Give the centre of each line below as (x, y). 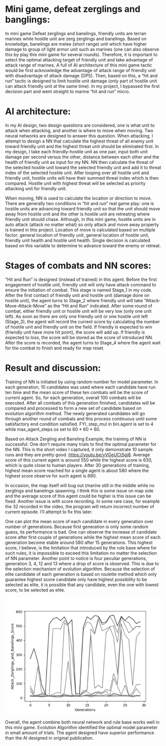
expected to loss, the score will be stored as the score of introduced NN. (79, 337)
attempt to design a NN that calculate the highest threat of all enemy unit (79, 141)
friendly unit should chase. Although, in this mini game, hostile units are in (81, 219)
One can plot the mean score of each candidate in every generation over (79, 521)
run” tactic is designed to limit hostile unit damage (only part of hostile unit (81, 81)
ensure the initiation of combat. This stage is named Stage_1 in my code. (79, 290)
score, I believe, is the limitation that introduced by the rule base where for (81, 547)
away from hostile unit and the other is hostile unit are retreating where (78, 214)
